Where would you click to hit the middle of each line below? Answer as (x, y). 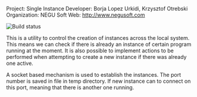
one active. (20, 63)
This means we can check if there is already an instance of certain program (99, 44)
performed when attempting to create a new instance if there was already (96, 57)
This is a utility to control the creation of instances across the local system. (98, 38)
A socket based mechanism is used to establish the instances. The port (94, 75)
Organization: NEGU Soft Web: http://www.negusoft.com (76, 15)
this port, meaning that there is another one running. (70, 87)
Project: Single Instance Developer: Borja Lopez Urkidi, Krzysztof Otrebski (97, 9)
